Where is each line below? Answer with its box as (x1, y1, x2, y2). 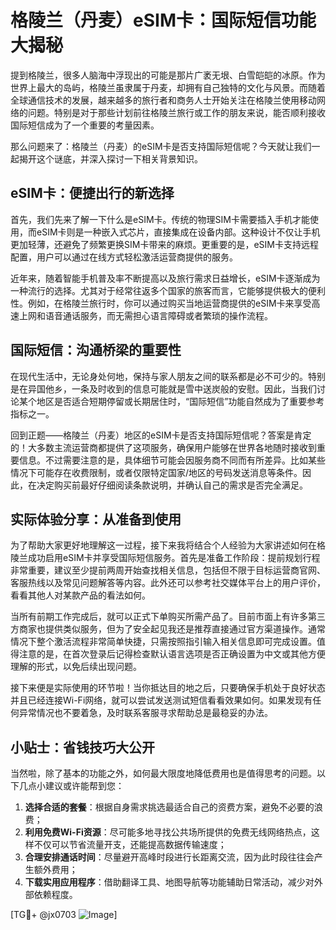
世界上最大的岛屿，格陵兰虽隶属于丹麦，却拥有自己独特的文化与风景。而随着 (10, 81, 326, 93)
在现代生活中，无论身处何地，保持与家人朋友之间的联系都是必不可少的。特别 (10, 370, 326, 382)
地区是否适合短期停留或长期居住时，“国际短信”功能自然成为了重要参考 (36, 395, 325, 407)
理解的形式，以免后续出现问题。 (10, 661, 142, 673)
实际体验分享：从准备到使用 (10, 511, 182, 528)
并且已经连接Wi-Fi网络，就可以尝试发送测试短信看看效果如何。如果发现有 (10, 694, 313, 706)
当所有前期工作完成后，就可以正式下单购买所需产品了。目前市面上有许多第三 (10, 611, 326, 623)
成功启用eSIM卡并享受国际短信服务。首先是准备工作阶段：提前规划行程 (27, 552, 321, 564)
